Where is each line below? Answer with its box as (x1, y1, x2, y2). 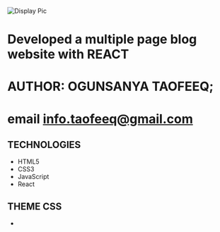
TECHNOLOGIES (7, 138, 81, 151)
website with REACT (7, 47, 129, 63)
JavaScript (17, 173, 50, 181)
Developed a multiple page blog (7, 32, 197, 47)
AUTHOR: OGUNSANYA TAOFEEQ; (7, 78, 214, 94)
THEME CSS (7, 200, 62, 212)
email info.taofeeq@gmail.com (7, 111, 193, 127)
